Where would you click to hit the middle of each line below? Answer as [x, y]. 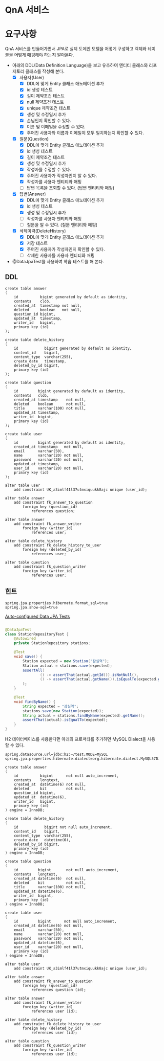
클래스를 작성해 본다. [45, 71]
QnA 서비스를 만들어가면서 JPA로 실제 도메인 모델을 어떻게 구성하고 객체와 [76, 49]
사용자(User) [32, 78]
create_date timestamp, [40, 361]
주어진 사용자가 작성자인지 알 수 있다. [62, 176]
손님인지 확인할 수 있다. [49, 120]
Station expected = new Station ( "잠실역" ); [66, 661]
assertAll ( [34, 670]
